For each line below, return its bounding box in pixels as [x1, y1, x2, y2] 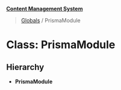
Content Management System [6, 5, 83, 12]
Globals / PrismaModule [20, 17, 81, 24]
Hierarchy [6, 62, 45, 72]
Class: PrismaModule [6, 38, 116, 52]
